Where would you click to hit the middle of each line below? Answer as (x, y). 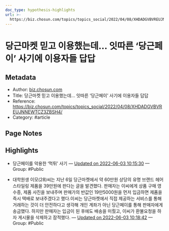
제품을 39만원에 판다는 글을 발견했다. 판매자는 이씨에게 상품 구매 (93, 186)
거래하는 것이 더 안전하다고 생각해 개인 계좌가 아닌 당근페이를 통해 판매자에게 (88, 205)
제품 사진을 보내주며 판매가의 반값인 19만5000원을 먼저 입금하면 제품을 (93, 192)
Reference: (24, 101)
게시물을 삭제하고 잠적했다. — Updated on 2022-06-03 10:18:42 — (85, 217)
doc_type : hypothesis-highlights (40, 10)
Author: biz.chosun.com (37, 89)
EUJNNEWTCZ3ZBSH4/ (37, 112)
